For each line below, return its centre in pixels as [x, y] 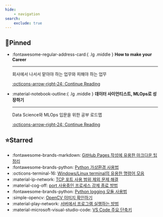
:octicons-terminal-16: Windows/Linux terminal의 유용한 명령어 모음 [78, 173]
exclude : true [28, 23]
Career [19, 60]
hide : [10, 9]
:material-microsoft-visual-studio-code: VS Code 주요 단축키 [72, 210]
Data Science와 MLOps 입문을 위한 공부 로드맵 [57, 115]
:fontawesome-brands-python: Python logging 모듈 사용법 [70, 191]
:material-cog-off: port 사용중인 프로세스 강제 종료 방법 [65, 185]
